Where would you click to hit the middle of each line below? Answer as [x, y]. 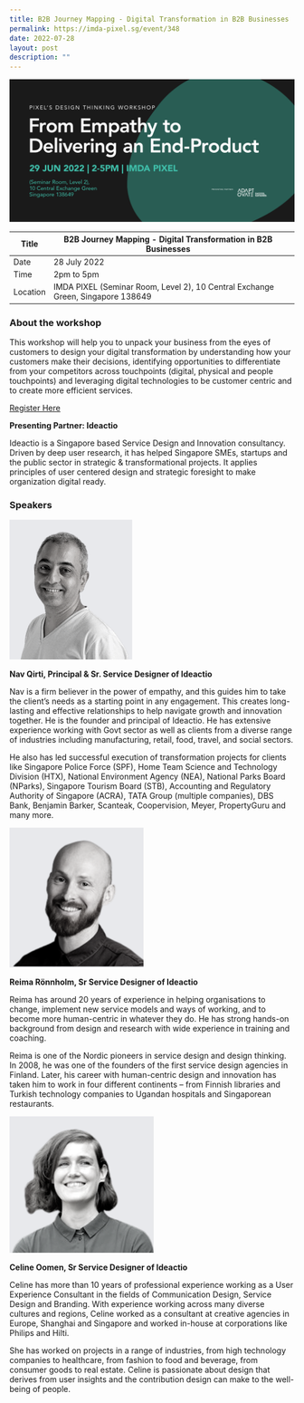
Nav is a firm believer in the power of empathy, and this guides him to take [148, 692]
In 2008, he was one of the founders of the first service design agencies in [149, 1065]
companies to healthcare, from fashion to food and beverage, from [133, 1360]
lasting [22, 711]
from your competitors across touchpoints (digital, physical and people [142, 371]
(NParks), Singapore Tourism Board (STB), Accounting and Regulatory [140, 786]
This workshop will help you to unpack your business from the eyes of [140, 342]
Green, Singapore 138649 [102, 297]
